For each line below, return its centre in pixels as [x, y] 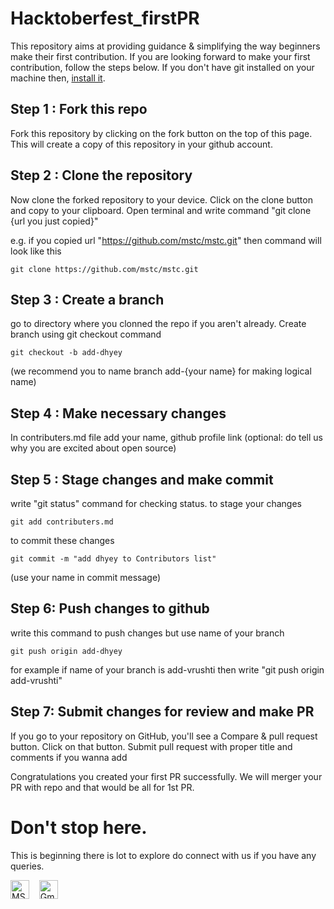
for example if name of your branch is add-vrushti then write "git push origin [167, 669]
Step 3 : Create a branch [87, 299]
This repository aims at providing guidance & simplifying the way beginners [165, 46]
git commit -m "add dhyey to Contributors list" [113, 559]
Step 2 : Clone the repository [101, 175]
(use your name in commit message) [86, 577]
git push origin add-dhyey [66, 651]
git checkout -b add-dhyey [66, 353]
